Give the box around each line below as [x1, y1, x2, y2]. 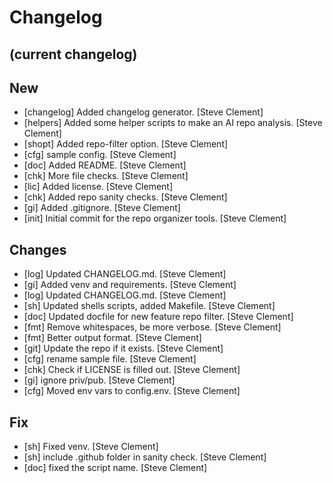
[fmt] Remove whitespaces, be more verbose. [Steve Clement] [23, 321, 282, 333]
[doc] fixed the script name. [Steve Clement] [23, 462, 208, 474]
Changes [9, 241, 67, 258]
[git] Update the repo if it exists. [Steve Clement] [23, 342, 224, 355]
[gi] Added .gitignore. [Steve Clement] [23, 202, 181, 214]
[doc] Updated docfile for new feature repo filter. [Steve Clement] [23, 311, 294, 323]
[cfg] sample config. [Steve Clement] [23, 149, 177, 161]
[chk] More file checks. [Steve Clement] [23, 170, 189, 182]
